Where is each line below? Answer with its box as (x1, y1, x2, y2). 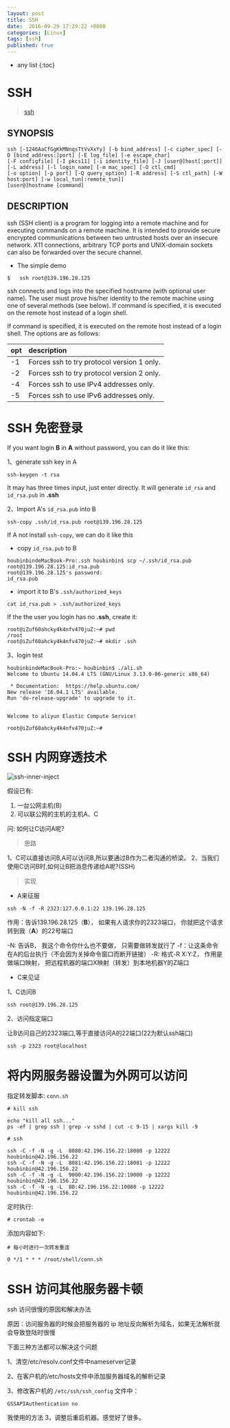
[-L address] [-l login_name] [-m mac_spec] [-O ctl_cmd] (7, 164, 176, 170)
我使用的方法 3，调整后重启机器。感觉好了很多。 (7, 1414, 146, 1422)
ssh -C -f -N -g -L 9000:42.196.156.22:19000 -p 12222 (7, 1172, 170, 1179)
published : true (7, 42, 54, 49)
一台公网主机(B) (16, 801, 62, 810)
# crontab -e (7, 1216, 45, 1223)
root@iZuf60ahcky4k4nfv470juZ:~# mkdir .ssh (7, 638, 137, 645)
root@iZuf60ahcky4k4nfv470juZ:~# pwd (7, 626, 115, 633)
